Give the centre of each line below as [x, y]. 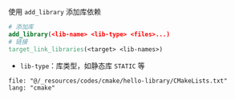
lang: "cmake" [32, 88]
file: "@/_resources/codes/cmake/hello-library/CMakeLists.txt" [118, 81]
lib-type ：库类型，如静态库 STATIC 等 [82, 66]
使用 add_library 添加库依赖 [55, 12]
